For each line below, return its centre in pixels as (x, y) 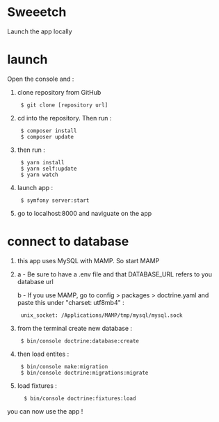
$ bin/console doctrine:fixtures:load (80, 398)
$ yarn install (42, 162)
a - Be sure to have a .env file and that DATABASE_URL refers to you (114, 274)
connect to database (68, 242)
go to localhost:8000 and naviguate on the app (84, 213)
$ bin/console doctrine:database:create (80, 341)
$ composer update (47, 136)
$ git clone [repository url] (64, 105)
